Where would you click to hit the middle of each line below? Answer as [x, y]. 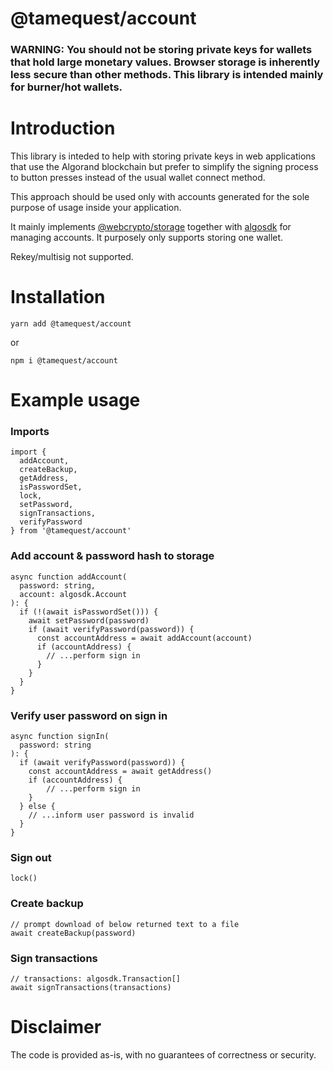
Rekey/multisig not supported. [72, 257]
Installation [58, 297]
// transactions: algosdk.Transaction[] [96, 978]
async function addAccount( [69, 577]
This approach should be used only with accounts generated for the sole [160, 197]
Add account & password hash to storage [112, 556]
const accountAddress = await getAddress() [120, 772]
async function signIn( [60, 737]
